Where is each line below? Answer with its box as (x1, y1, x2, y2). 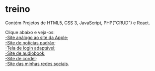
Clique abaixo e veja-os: (5, 29, 55, 35)
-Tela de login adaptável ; (5, 45, 56, 51)
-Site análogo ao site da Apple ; (5, 35, 69, 40)
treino (5, 3, 30, 15)
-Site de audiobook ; (5, 50, 46, 56)
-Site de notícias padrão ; (5, 39, 56, 45)
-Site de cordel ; (5, 55, 37, 61)
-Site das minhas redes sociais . (5, 61, 70, 67)
